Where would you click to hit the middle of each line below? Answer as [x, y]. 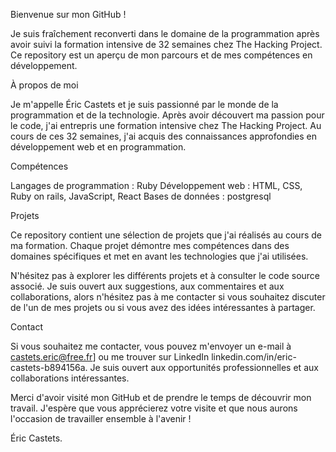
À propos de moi [44, 85]
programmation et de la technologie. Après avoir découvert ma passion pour [167, 115]
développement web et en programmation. [98, 147]
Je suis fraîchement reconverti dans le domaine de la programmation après [165, 33]
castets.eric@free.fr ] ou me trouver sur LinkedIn [110, 357]
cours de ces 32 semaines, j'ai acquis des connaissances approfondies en [164, 136]
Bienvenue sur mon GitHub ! [68, 14]
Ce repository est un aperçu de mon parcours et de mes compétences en [161, 55]
